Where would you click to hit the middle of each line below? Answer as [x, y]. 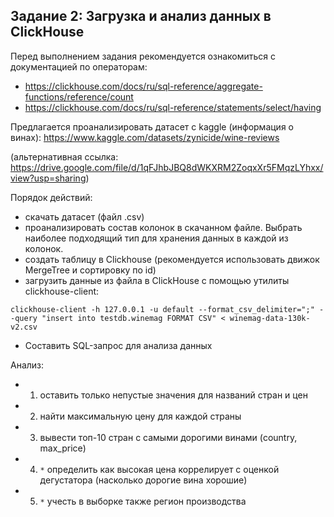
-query [24, 318]
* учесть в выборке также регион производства [143, 501]
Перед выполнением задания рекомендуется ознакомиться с [143, 56]
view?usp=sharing [48, 178]
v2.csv [24, 327]
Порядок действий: [51, 197]
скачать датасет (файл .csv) [84, 216]
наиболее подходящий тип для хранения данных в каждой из [156, 238]
